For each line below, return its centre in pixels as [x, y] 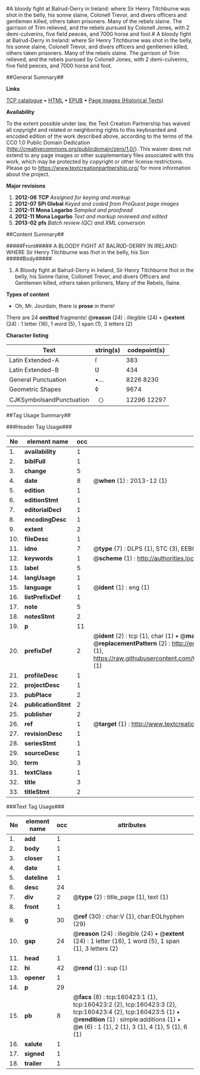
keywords [39, 558]
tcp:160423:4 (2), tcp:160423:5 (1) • [127, 1012]
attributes [132, 825]
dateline [36, 878]
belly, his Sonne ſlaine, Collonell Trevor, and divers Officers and [92, 276]
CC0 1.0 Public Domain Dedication [48, 142]
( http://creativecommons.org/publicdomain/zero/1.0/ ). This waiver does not [99, 149]
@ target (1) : [112, 724]
